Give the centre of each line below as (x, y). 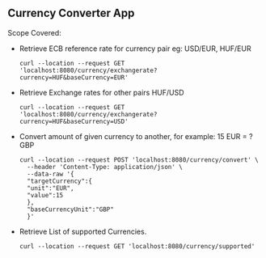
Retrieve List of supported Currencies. (83, 231)
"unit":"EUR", (51, 188)
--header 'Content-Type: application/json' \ (105, 167)
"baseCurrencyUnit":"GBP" (70, 209)
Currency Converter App (71, 13)
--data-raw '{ (51, 174)
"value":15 (45, 195)
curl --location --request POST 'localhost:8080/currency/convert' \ (139, 160)
